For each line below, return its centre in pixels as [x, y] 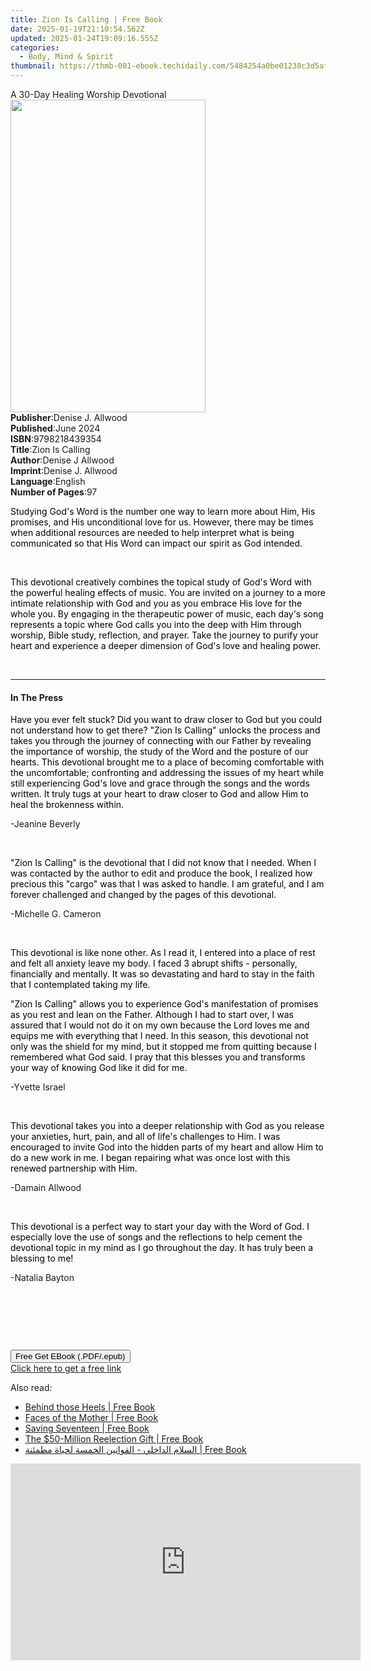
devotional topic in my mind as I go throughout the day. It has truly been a [162, 1248]
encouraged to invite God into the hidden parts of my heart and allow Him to [167, 1147]
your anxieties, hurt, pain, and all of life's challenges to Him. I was [145, 1137]
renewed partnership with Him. [74, 1168]
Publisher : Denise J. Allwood [69, 417]
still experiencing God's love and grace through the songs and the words [160, 783]
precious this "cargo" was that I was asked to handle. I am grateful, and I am [167, 884]
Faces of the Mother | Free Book [91, 1418]
